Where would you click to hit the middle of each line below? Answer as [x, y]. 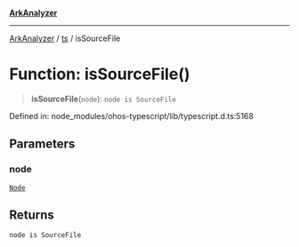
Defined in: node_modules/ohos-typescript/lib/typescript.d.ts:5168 [131, 116]
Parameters [42, 144]
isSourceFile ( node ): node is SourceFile [103, 99]
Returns [32, 215]
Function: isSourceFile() [100, 74]
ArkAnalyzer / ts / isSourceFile [65, 38]
